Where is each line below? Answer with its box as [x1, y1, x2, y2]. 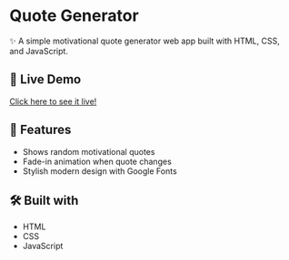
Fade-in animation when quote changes [22, 156, 173, 167]
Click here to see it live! [9, 96, 97, 107]
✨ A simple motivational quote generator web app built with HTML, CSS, [9, 35, 280, 46]
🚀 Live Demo [9, 72, 82, 87]
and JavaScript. [9, 45, 68, 56]
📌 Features [9, 122, 72, 138]
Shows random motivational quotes [22, 146, 155, 157]
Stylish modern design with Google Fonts [22, 165, 177, 177]
